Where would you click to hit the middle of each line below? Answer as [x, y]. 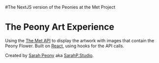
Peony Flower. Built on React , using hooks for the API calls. [65, 46]
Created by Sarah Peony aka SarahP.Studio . [50, 55]
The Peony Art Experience [60, 27]
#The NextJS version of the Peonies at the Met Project [60, 7]
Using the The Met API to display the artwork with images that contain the [80, 40]
